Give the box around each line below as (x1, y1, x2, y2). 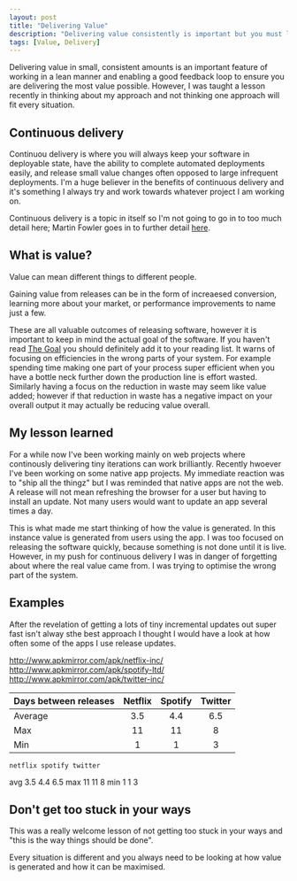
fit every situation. (9, 99, 75, 111)
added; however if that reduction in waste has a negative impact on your (9, 390, 273, 401)
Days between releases (13, 694, 115, 707)
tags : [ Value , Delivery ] (9, 37, 101, 47)
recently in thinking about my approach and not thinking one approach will (9, 90, 280, 101)
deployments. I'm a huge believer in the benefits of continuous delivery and (9, 177, 285, 188)
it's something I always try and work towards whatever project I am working (9, 187, 285, 197)
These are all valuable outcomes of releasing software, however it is (9, 324, 257, 335)
